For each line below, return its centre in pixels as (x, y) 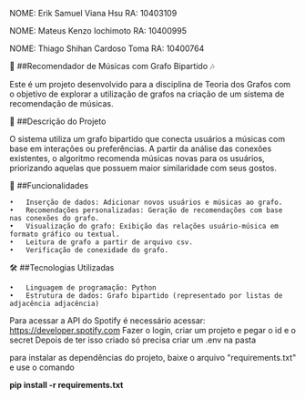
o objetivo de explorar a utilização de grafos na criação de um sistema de (147, 94)
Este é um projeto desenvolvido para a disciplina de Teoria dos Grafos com (150, 84)
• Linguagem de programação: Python (83, 288)
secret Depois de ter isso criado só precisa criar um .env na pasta (133, 340)
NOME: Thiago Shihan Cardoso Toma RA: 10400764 (107, 48)
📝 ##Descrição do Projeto (58, 121)
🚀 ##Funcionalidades (49, 185)
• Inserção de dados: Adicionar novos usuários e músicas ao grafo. (146, 202)
